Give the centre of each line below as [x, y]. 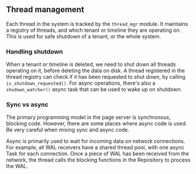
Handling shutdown [35, 51]
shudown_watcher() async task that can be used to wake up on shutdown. [94, 89]
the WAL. [17, 166]
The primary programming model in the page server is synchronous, [88, 118]
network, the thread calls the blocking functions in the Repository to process [98, 160]
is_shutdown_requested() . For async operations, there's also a [81, 83]
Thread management [45, 10]
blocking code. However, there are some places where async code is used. [97, 123]
